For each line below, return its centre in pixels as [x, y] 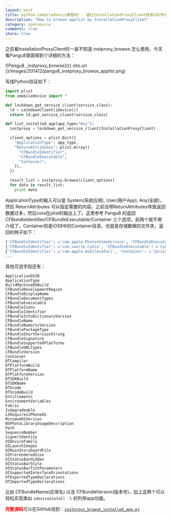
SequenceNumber [21, 433]
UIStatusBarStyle [24, 464]
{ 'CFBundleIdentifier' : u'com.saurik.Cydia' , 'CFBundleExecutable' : [79, 246]
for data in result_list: [37, 185]
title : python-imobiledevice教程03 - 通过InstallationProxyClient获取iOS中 [85, 15]
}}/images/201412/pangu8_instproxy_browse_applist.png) [66, 71]
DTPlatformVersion [25, 374]
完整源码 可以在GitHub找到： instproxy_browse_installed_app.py [73, 509]
